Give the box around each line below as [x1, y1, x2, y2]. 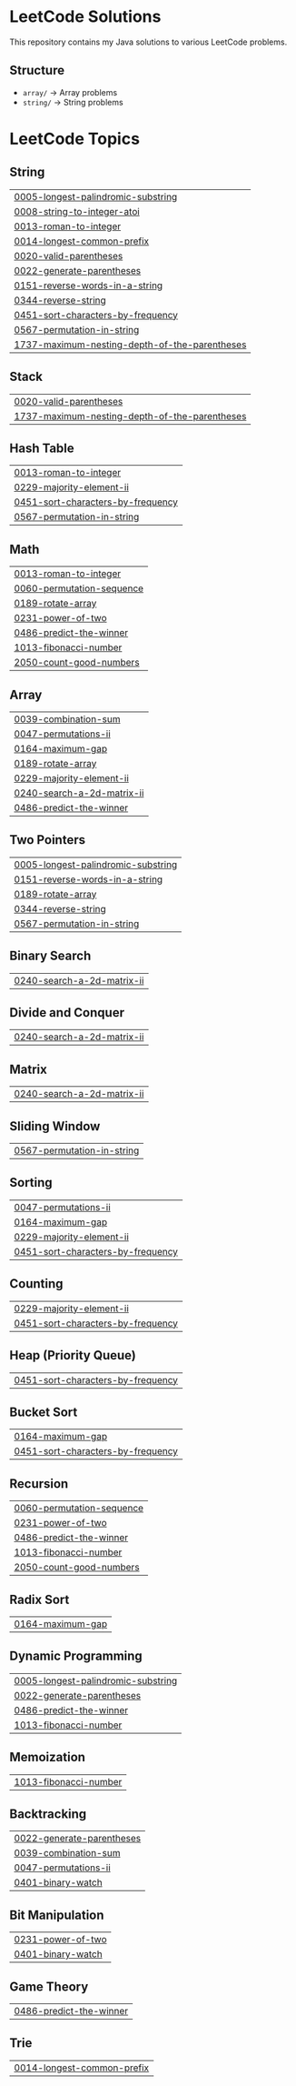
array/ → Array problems [22, 86, 118, 97]
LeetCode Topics [9, 128, 141, 149]
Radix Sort [9, 1591, 70, 1607]
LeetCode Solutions [9, 6, 162, 27]
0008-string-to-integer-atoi [14, 205, 141, 217]
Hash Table [9, 440, 74, 456]
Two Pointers [9, 832, 86, 847]
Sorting [9, 1175, 53, 1190]
